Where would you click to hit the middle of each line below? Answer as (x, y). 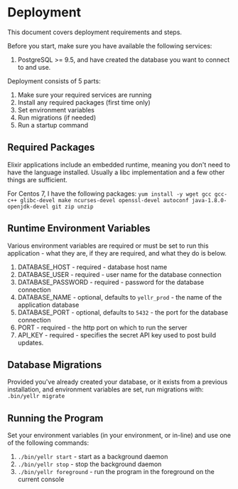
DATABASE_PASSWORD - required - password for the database (111, 282)
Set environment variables (56, 110)
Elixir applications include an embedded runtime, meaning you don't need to (119, 164)
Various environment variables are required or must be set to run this (108, 246)
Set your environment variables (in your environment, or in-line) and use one (119, 436)
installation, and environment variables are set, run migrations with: (106, 389)
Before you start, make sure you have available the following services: (110, 46)
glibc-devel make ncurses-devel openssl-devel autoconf (105, 200)
